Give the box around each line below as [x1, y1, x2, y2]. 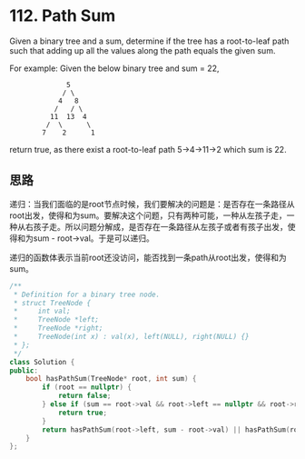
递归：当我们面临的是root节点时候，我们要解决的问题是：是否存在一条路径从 [9, 198, 295, 209]
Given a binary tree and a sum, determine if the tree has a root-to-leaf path [9, 35, 290, 46]
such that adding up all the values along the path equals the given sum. [9, 45, 276, 55]
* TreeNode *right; [13, 324, 103, 333]
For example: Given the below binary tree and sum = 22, [9, 63, 220, 74]
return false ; [57, 392, 112, 401]
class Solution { [9, 357, 75, 366]
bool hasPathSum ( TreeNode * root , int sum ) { [25, 374, 197, 384]
